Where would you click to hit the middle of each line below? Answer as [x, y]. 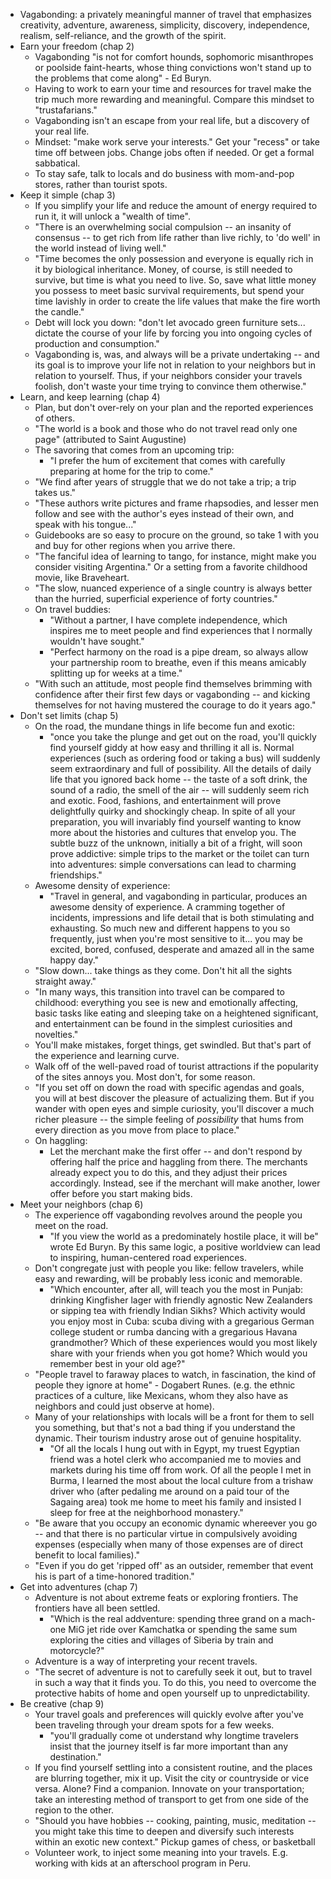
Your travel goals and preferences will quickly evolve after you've [169, 1714]
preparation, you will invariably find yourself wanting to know [175, 822]
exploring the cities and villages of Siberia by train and [161, 1640]
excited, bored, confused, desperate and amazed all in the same [182, 949]
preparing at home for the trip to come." [131, 471]
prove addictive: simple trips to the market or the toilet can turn [179, 853]
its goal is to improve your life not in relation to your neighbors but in [175, 365]
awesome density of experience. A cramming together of [167, 907]
